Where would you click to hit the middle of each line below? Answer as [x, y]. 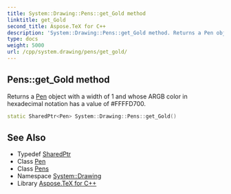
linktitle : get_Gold [37, 20]
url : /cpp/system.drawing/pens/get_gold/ [67, 52]
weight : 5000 [26, 45]
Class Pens [33, 169]
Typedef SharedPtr [44, 154]
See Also [26, 137]
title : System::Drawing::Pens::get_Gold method [77, 13]
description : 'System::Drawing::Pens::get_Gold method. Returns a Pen [110, 33]
